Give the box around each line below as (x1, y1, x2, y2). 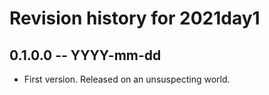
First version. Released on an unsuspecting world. (23, 73, 231, 85)
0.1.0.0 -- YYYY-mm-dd (9, 47, 162, 64)
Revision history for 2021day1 (9, 7, 261, 30)
